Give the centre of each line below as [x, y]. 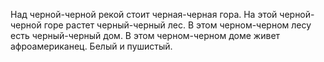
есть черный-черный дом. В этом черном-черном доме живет [145, 35]
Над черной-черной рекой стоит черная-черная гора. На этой [144, 14]
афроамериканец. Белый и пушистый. [91, 46]
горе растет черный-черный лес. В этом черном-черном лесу [177, 25]
